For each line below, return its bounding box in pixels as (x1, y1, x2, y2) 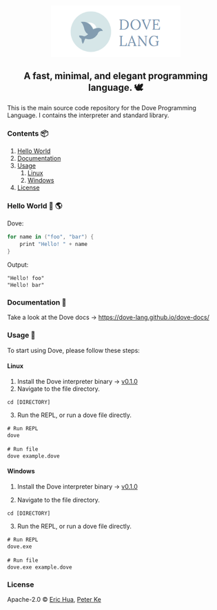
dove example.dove (7, 452, 60, 460)
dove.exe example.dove (7, 564, 72, 571)
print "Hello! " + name (19, 241, 88, 248)
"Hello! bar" (7, 281, 45, 288)
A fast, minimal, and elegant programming (23, 70, 208, 82)
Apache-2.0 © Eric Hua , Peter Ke (7, 596, 101, 604)
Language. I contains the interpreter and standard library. (7, 111, 169, 119)
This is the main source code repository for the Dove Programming (7, 103, 196, 112)
